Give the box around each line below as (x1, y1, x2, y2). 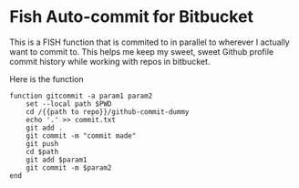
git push (26, 139, 59, 148)
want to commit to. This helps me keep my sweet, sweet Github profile (9, 46, 274, 57)
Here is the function (9, 73, 84, 84)
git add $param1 (26, 155, 88, 164)
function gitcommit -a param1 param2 (9, 91, 153, 100)
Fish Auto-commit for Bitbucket (9, 6, 253, 27)
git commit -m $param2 (26, 162, 112, 172)
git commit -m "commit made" (26, 131, 137, 141)
